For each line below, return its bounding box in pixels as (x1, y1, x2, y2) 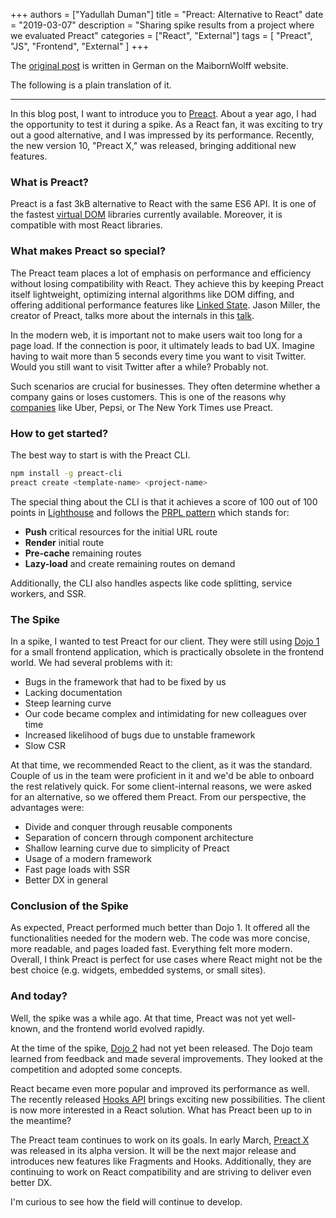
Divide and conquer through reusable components (24, 820, 233, 833)
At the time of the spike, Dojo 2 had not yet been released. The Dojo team (10, 1042, 313, 1054)
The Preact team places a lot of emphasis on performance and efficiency (10, 267, 312, 279)
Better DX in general (24, 874, 108, 886)
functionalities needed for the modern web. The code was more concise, (10, 932, 311, 944)
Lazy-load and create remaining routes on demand (24, 557, 236, 569)
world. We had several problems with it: (10, 656, 173, 668)
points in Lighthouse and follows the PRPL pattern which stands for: (10, 506, 290, 518)
